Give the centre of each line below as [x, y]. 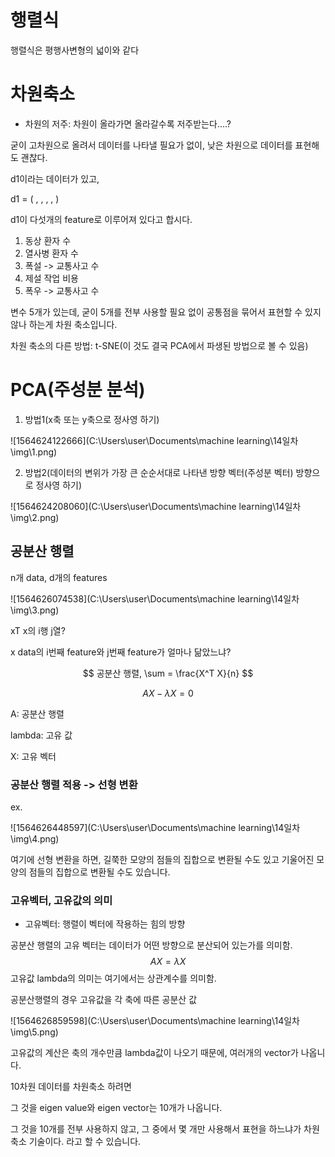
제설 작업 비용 [51, 278]
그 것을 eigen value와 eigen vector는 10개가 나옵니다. [116, 1108]
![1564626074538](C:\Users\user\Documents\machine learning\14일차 [155, 598]
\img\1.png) [34, 452]
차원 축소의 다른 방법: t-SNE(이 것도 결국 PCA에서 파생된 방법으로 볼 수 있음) [159, 345]
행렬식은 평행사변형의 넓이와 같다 [75, 50]
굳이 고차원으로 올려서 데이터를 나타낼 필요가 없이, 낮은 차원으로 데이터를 [151, 145]
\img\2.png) [35, 517]
